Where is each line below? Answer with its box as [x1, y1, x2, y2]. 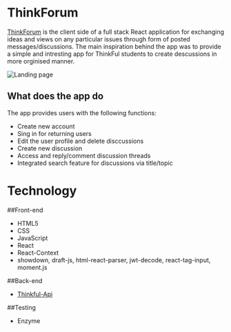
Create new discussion [17, 144, 83, 153]
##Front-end [7, 206, 43, 214]
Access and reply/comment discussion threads [17, 151, 151, 159]
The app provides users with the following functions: [7, 108, 157, 117]
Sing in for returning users [17, 129, 92, 137]
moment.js [17, 263, 48, 271]
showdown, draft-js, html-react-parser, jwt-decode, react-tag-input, [17, 255, 211, 264]
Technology [7, 183, 77, 198]
